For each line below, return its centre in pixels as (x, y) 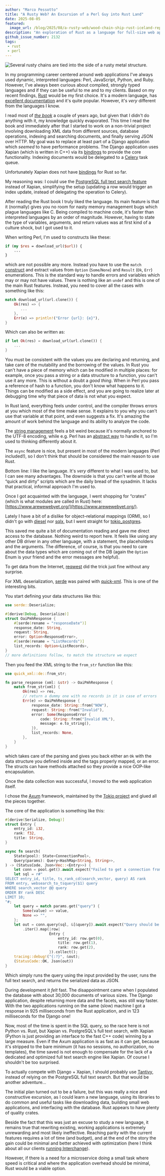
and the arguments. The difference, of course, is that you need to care (76, 546)
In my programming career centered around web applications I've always (79, 74)
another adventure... (26, 1082)
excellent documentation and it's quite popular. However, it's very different (81, 100)
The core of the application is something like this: (55, 810)
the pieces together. (25, 801)
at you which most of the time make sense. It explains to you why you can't (81, 411)
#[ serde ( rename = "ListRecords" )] (49, 642)
